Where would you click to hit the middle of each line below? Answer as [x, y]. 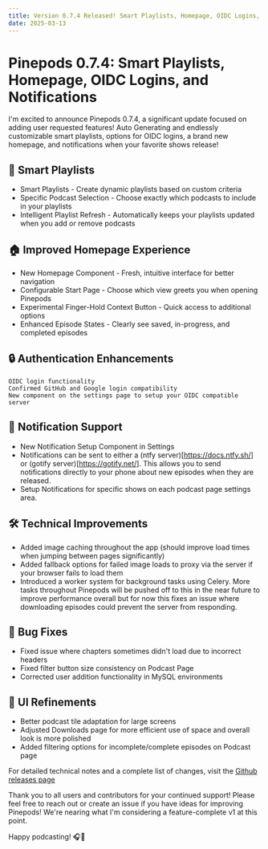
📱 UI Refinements [52, 702]
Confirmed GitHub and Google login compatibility [93, 388]
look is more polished [55, 738]
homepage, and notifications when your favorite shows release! [114, 144]
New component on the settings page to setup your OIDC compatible [124, 395]
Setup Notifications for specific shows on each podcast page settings [135, 489]
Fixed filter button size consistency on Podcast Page [107, 668]
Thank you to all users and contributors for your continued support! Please [132, 795]
